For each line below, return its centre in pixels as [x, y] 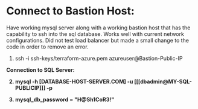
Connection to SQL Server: [40, 69]
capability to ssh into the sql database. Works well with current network [95, 34]
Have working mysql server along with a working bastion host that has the [98, 28]
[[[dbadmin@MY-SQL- [163, 81]
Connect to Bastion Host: [70, 11]
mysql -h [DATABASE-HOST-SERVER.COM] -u [74, 81]
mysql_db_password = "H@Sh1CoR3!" [65, 99]
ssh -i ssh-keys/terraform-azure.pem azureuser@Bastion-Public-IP [99, 58]
